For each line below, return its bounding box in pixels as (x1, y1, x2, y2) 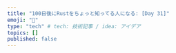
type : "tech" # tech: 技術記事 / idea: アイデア (7, 23, 141, 30)
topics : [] (7, 29, 39, 36)
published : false (7, 36, 57, 43)
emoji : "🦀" (7, 17, 39, 23)
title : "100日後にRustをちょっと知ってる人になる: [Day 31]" (7, 10, 170, 17)
